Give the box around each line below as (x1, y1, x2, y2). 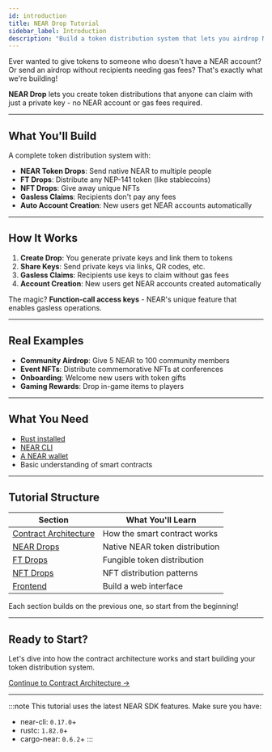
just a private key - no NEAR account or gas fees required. (8, 98, 202, 108)
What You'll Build (8, 129, 97, 142)
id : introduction (8, 11, 67, 20)
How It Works (8, 231, 79, 245)
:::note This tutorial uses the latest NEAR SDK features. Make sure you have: (8, 701, 261, 712)
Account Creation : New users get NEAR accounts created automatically (19, 278, 261, 288)
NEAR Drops (12, 541, 60, 552)
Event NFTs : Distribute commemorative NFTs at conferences (19, 364, 224, 374)
